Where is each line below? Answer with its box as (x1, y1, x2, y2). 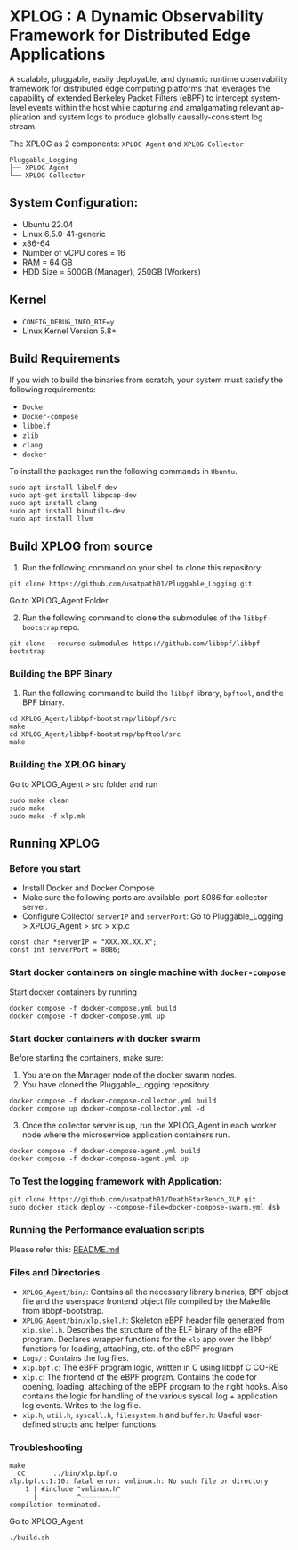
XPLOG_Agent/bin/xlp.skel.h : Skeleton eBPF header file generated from (21, 1315, 285, 1325)
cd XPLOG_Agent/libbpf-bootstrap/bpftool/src (9, 730, 181, 739)
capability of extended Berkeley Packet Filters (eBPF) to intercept (9, 92, 249, 103)
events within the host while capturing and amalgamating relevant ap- (28, 102, 285, 112)
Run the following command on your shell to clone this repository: (21, 562, 263, 573)
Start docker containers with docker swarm (9, 1032, 202, 1045)
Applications (9, 45, 106, 64)
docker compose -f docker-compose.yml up (9, 1012, 165, 1021)
